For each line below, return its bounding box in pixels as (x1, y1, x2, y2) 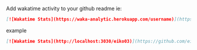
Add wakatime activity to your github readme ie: (6, 5, 122, 12)
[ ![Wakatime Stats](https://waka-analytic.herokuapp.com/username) (6, 16, 175, 22)
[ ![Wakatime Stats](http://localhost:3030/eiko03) (6, 38, 133, 44)
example (6, 26, 27, 34)
